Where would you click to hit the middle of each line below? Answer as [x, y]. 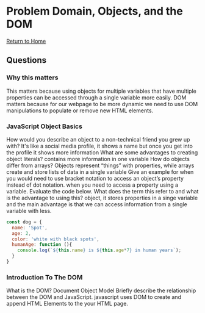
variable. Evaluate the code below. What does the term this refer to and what [103, 191]
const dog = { [24, 222]
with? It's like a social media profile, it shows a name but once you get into [100, 146]
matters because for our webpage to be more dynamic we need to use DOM [102, 104]
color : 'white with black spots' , [56, 239]
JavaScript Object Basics [44, 126]
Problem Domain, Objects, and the [95, 11]
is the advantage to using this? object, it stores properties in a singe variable [102, 198]
